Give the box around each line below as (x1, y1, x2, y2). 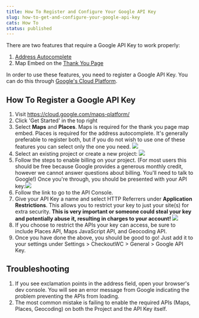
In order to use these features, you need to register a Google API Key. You (6, 71, 188, 78)
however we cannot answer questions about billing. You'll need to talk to (14, 169, 194, 177)
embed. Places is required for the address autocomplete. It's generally (14, 129, 188, 137)
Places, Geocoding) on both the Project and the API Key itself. (14, 305, 167, 312)
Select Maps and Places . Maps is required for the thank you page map (14, 124, 189, 131)
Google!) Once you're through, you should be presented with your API (14, 175, 187, 183)
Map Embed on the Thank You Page (14, 60, 103, 67)
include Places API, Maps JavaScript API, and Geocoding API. (14, 228, 167, 235)
